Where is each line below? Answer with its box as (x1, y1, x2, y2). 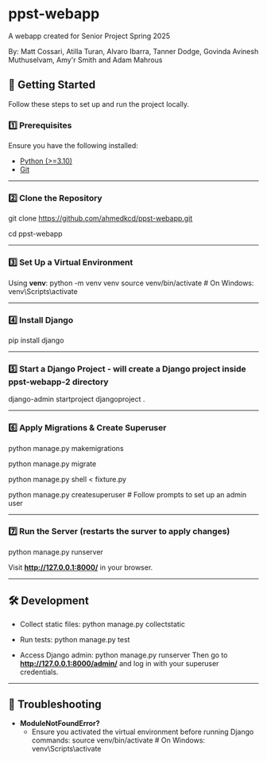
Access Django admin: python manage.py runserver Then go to (19, 650, 228, 660)
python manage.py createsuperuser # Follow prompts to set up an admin (8, 489, 247, 499)
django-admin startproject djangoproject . (8, 394, 145, 404)
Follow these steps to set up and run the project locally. (8, 99, 189, 108)
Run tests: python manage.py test (19, 634, 130, 644)
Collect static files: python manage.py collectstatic (19, 619, 185, 629)
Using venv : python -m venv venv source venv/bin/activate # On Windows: (8, 278, 254, 288)
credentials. (19, 667, 59, 677)
